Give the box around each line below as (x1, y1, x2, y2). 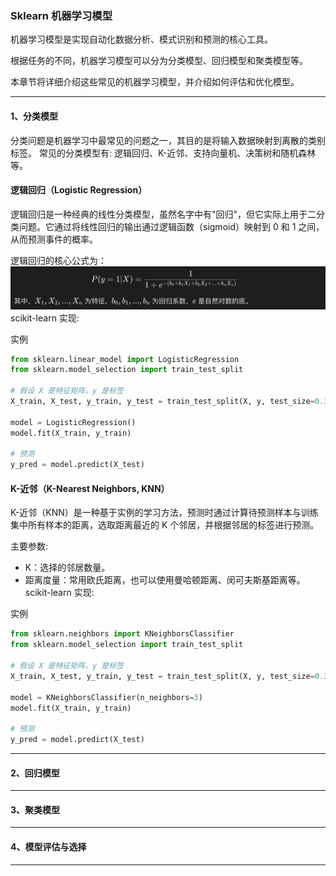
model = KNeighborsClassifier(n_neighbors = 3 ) (10, 692, 203, 702)
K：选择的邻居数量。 (24, 562, 111, 574)
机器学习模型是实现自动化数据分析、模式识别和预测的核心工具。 (10, 33, 273, 46)
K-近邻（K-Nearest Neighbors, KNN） (10, 482, 170, 494)
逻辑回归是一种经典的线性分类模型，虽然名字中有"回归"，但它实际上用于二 (10, 208, 317, 220)
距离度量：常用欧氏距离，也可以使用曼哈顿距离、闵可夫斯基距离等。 (24, 574, 306, 586)
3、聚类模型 (10, 803, 61, 816)
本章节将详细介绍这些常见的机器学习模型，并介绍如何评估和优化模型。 (10, 76, 300, 88)
